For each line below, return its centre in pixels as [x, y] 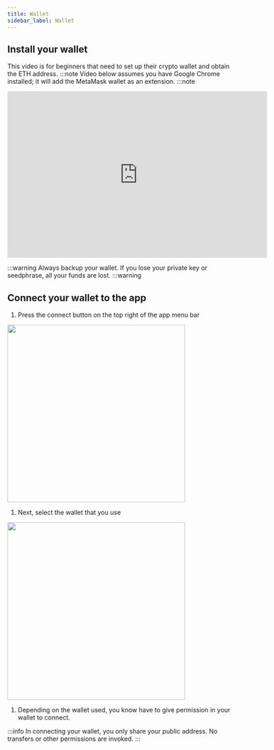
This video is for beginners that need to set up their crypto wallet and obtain [119, 66]
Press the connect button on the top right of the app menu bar [109, 315]
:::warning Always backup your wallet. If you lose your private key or [108, 268]
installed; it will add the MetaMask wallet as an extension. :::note [101, 82]
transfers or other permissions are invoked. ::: [74, 739]
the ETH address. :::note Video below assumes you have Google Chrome [114, 74]
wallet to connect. [44, 717]
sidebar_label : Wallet [41, 21]
